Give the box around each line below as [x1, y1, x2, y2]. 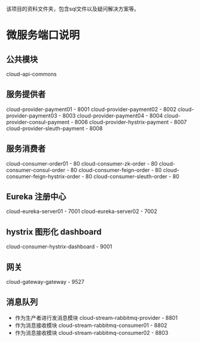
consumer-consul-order [6, 166, 66, 173]
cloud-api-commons [6, 71, 57, 77]
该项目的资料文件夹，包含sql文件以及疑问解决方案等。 [6, 5, 140, 12]
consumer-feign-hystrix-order [6, 173, 81, 180]
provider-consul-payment [6, 118, 70, 125]
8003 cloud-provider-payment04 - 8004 [62, 112, 163, 119]
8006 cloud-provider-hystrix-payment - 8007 [74, 118, 187, 125]
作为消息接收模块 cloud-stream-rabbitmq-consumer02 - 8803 [14, 329, 169, 336]
